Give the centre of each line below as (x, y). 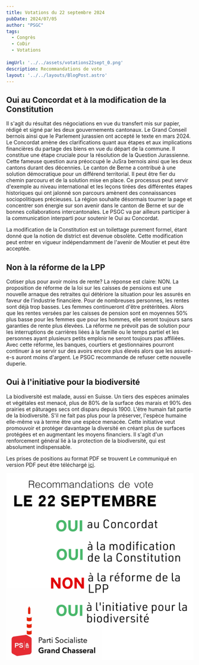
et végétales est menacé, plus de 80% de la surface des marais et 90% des (99, 403)
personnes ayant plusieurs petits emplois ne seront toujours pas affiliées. (96, 338)
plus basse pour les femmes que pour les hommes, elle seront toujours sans (99, 319)
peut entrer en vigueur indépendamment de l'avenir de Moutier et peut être (98, 242)
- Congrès (23, 38)
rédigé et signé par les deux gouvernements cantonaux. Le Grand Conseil (97, 130)
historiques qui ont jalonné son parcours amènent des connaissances (91, 193)
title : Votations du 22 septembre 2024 (56, 12)
